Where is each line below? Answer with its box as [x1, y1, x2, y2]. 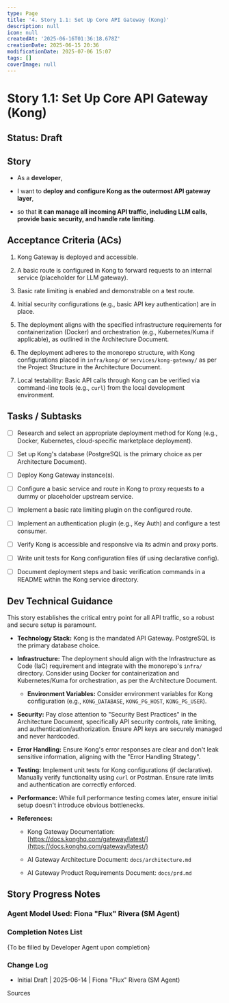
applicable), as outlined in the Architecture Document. [16, 335, 170, 343]
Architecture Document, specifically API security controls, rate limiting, [16, 717, 217, 726]
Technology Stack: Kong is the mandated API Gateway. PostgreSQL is [16, 634, 216, 643]
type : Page [7, 10, 38, 17]
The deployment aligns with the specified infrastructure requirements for [16, 320, 222, 329]
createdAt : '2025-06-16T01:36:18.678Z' [7, 36, 121, 42]
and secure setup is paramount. [7, 621, 97, 629]
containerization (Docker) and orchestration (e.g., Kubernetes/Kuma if [16, 327, 214, 336]
